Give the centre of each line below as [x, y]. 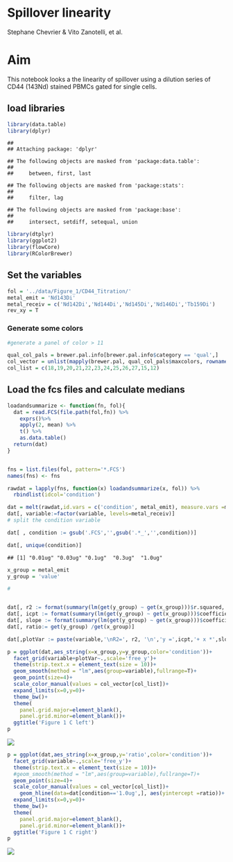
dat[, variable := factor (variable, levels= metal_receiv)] [91, 514]
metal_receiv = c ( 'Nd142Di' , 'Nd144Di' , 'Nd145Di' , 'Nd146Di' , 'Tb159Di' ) [111, 304]
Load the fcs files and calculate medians [96, 390]
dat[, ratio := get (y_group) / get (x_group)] [71, 627]
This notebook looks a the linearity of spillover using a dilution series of [109, 79]
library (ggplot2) [32, 241]
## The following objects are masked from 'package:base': [94, 210]
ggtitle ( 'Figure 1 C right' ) [55, 832]
